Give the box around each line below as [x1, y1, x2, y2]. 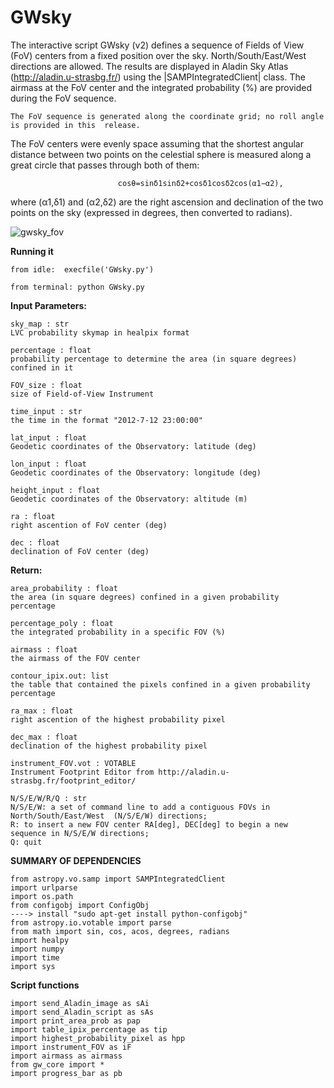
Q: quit [10, 837, 43, 847]
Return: [10, 564, 43, 576]
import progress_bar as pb [10, 1068, 123, 1078]
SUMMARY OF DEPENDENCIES [10, 854, 142, 866]
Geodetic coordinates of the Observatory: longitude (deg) [10, 467, 262, 478]
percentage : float [10, 345, 92, 355]
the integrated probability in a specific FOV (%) [10, 627, 226, 637]
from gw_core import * [10, 1059, 105, 1070]
